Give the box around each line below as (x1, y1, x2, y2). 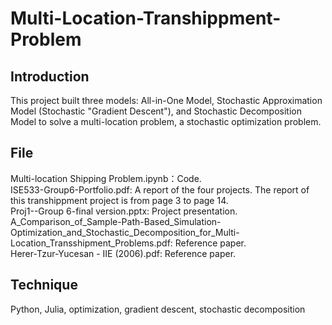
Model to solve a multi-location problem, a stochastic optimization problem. (10, 116, 322, 127)
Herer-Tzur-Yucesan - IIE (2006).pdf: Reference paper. (10, 247, 237, 259)
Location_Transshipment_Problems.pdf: (10, 237, 173, 249)
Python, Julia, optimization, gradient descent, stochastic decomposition (10, 303, 306, 315)
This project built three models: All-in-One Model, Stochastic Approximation (10, 95, 323, 106)
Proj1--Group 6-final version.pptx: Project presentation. (10, 205, 238, 217)
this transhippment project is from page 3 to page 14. (10, 194, 229, 206)
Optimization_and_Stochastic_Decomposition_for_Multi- (10, 226, 240, 238)
